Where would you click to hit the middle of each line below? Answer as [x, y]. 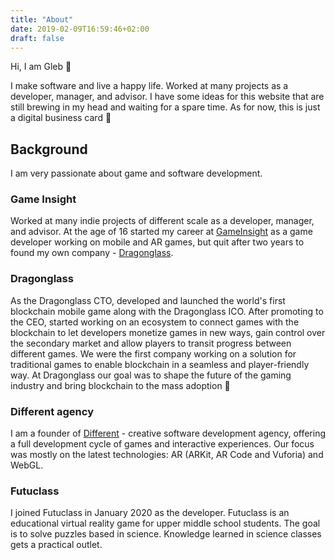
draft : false [37, 38]
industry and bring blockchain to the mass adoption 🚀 [120, 385]
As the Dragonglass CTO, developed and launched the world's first [148, 300]
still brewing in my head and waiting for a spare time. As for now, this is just [165, 107]
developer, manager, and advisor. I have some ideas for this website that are [167, 97]
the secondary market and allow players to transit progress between [151, 343]
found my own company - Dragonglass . [92, 253]
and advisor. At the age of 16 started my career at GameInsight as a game [161, 232]
